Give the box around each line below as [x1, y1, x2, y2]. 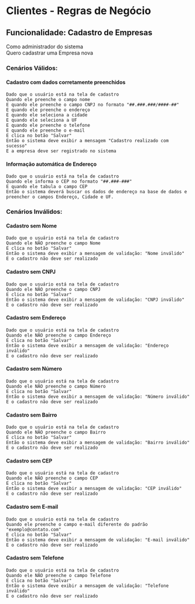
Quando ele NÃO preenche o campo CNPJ [6, 286, 101, 292]
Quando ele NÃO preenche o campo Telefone [6, 572, 111, 578]
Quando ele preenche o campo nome [6, 97, 91, 103]
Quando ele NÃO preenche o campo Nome [6, 240, 101, 246]
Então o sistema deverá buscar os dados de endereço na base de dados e [6, 189, 187, 195]
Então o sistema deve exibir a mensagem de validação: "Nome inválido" [6, 251, 184, 257]
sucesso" [6, 143, 28, 149]
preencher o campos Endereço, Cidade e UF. [6, 194, 114, 200]
